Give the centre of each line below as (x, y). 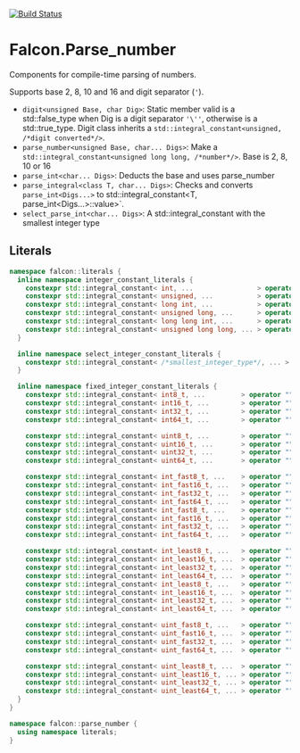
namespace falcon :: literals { (66, 271)
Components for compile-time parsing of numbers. (103, 74)
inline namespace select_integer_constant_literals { (119, 354)
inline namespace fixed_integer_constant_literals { (117, 387)
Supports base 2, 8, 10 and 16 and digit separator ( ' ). (107, 91)
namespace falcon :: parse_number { (74, 724)
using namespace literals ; (67, 732)
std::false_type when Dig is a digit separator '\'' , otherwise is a (140, 118)
